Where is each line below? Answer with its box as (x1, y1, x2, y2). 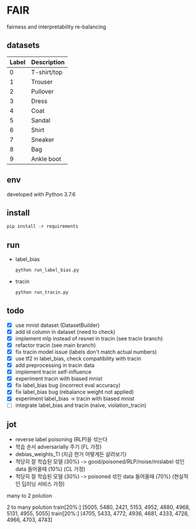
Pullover (31, 87, 54, 95)
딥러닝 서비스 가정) (21, 480, 65, 487)
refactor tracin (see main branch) (15, 342, 96, 349)
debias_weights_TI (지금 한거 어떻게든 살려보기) (15, 451, 127, 458)
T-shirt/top (31, 68, 63, 76)
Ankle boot (31, 155, 61, 163)
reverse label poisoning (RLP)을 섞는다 (15, 436, 108, 443)
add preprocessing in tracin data (15, 362, 95, 368)
